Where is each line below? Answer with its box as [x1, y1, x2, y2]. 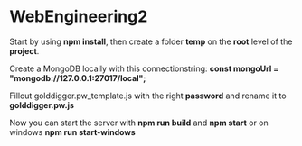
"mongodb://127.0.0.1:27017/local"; [9, 72, 146, 83]
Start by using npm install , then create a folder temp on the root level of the [9, 36, 293, 47]
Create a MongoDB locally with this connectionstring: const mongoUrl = [9, 63, 279, 74]
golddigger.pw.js [9, 99, 75, 110]
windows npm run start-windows [9, 126, 136, 137]
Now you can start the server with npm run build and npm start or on [9, 117, 269, 128]
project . [9, 45, 40, 56]
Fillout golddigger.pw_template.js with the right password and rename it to [9, 90, 287, 101]
